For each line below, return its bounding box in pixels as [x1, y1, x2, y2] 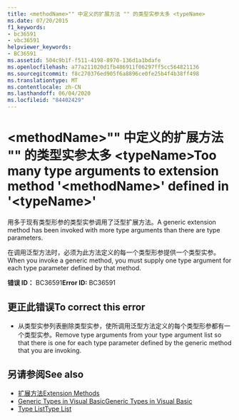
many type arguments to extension [7, 163, 219, 179]
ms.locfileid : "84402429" [7, 97, 84, 104]
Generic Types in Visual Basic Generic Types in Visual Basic [17, 396, 193, 405]
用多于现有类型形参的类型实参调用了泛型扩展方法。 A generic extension [7, 217, 216, 226]
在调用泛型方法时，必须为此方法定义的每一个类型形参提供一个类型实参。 [7, 247, 220, 257]
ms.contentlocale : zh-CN [7, 83, 81, 91]
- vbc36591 [7, 37, 40, 44]
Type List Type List [17, 404, 72, 413]
